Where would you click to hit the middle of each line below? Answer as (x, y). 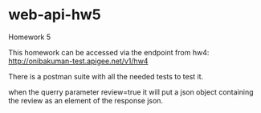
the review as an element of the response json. (86, 100)
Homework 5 (29, 37)
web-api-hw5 (55, 15)
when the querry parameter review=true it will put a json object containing (131, 92)
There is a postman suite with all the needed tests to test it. (106, 76)
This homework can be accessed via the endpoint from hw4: (109, 52)
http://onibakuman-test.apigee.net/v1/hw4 (78, 61)
